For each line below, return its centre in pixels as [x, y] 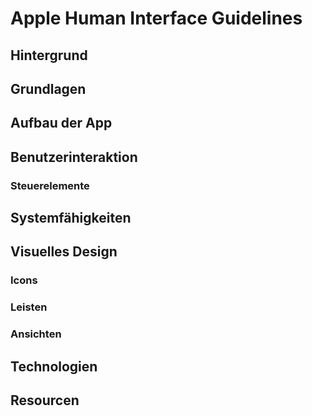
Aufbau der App [61, 123]
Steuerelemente [50, 185]
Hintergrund [49, 55]
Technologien [54, 366]
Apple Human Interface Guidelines [156, 18]
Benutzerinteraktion [74, 157]
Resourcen [45, 400]
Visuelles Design [64, 252]
